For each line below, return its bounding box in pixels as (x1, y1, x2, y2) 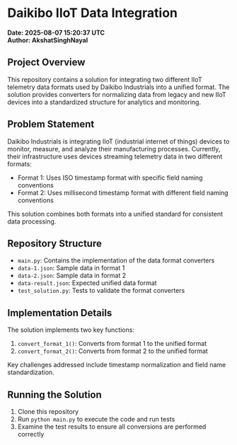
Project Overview (7, 57, 86, 69)
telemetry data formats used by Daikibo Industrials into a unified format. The (7, 83, 230, 91)
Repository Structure (7, 237, 103, 249)
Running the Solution (7, 388, 103, 400)
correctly (17, 430, 45, 438)
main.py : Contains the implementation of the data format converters (17, 256, 215, 265)
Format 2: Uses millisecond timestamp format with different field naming (17, 188, 229, 197)
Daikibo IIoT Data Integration (7, 5, 178, 21)
